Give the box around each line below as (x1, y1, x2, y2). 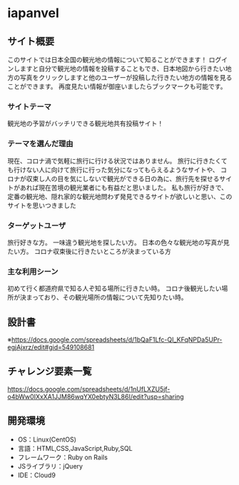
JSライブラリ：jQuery (17, 461, 83, 470)
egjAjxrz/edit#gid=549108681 (7, 343, 95, 351)
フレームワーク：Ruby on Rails (17, 453, 108, 461)
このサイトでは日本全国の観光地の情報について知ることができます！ (7, 56, 208, 63)
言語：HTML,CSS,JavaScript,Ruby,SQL (17, 444, 133, 452)
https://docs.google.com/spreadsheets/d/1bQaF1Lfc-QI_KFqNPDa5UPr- (11, 335, 223, 344)
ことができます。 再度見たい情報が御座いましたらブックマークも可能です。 (7, 82, 227, 91)
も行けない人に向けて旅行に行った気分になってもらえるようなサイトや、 (7, 165, 219, 174)
